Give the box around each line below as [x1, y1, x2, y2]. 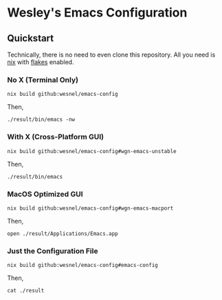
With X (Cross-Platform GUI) [7, 132, 104, 142]
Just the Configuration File [7, 246, 98, 256]
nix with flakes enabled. [7, 58, 74, 66]
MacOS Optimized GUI [7, 189, 84, 199]
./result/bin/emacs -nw [7, 116, 76, 123]
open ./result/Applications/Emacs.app [7, 230, 118, 237]
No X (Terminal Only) [7, 74, 79, 84]
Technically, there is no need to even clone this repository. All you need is [7, 50, 216, 59]
